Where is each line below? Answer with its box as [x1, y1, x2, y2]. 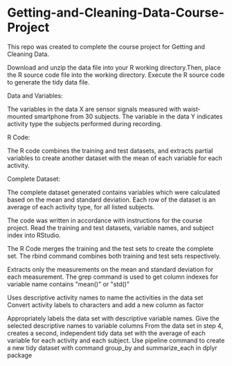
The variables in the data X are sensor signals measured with [7, 105, 181, 113]
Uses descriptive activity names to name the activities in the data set [7, 293, 204, 302]
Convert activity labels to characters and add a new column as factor [7, 300, 204, 309]
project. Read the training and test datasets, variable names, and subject [7, 223, 214, 232]
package [7, 351, 33, 359]
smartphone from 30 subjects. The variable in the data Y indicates [34, 112, 223, 121]
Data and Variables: [7, 91, 64, 100]
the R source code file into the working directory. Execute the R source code [7, 71, 225, 79]
